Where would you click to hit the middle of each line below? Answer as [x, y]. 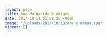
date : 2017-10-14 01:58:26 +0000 [39, 18]
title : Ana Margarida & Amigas [37, 14]
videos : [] [16, 27]
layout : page [18, 9]
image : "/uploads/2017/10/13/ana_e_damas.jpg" [54, 23]
